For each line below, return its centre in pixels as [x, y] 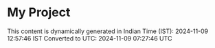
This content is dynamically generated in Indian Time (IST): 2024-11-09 [108, 31]
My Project [39, 13]
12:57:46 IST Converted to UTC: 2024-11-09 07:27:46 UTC [90, 38]
